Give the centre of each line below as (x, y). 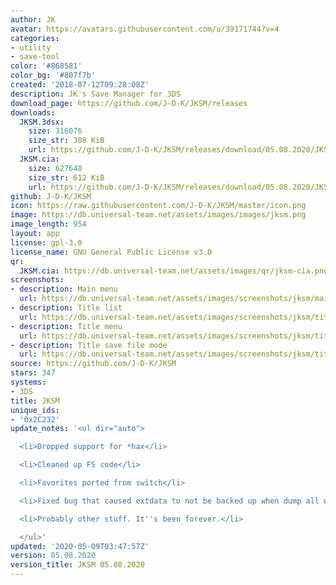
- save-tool (35, 57)
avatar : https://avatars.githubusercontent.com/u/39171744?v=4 (145, 29)
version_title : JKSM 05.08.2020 (77, 565)
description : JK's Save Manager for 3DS (96, 94)
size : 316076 (55, 131)
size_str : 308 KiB (66, 141)
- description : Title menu (66, 326)
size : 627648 (55, 168)
